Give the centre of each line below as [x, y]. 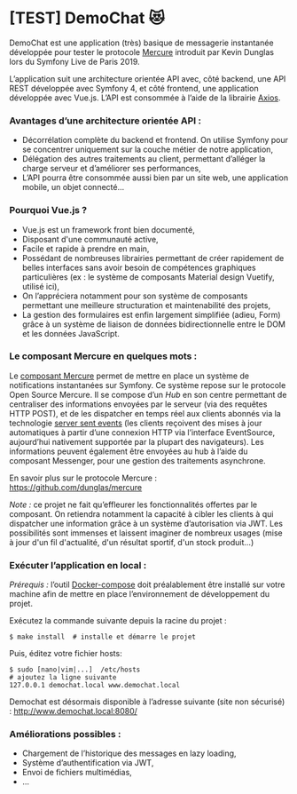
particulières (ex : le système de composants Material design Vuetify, [148, 277]
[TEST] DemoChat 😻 [87, 18]
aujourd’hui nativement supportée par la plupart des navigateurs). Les [137, 441]
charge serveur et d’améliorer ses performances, [111, 169]
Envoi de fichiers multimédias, [77, 773]
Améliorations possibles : [65, 734]
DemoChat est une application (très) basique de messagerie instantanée [141, 43]
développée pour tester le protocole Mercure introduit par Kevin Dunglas [142, 52]
